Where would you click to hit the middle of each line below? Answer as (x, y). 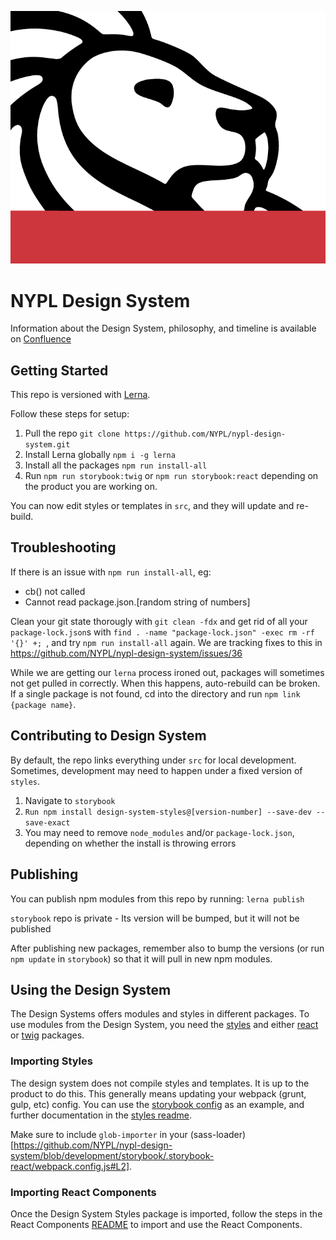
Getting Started (59, 370)
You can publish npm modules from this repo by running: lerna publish (157, 898)
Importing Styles (51, 1061)
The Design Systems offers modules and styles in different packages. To (160, 1014)
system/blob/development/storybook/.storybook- (112, 1155)
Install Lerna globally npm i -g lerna (100, 455)
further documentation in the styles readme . (101, 1115)
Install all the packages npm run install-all (116, 465)
